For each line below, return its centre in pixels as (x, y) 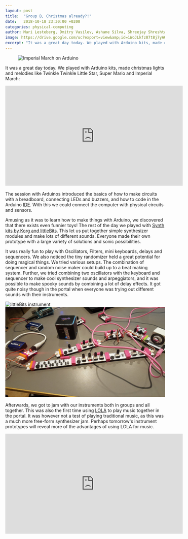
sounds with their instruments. (37, 294)
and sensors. (19, 210)
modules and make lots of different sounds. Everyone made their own (78, 236)
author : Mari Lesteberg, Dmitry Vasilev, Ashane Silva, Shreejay (76, 32)
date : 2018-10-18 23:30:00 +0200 (43, 21)
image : (12, 38)
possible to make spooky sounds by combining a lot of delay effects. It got (83, 283)
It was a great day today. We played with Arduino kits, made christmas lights (85, 68)
